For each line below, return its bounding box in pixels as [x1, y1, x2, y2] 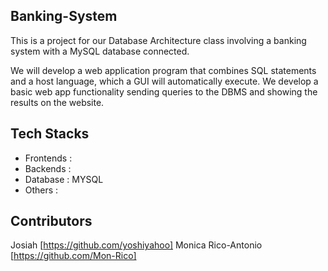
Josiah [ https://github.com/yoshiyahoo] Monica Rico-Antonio [10, 239, 263, 251]
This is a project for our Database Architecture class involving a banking [10, 34, 307, 46]
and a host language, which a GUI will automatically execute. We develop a [10, 75, 319, 87]
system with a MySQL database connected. [10, 45, 190, 57]
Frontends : [24, 152, 73, 164]
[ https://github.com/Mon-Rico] [10, 250, 137, 262]
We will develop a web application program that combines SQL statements [10, 64, 317, 76]
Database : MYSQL [24, 173, 104, 185]
